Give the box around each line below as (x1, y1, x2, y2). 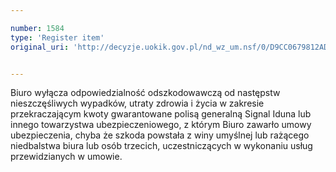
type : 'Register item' (10, 32, 105, 43)
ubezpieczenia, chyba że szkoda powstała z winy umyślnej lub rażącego (10, 129, 310, 141)
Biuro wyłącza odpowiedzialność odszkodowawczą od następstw (10, 87, 281, 99)
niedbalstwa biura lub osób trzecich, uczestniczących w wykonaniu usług (10, 140, 313, 152)
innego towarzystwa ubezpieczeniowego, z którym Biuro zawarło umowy (10, 119, 312, 131)
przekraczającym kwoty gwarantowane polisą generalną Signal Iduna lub (10, 108, 312, 120)
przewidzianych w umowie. (10, 151, 123, 163)
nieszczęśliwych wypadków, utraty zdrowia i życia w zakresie (10, 97, 265, 110)
